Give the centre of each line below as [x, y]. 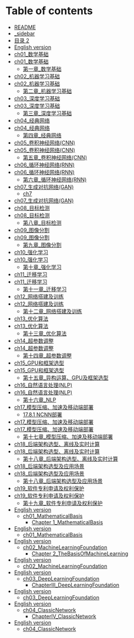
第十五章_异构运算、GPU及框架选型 [66, 377]
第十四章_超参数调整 [47, 355]
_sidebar [24, 33]
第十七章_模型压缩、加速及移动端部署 [68, 436]
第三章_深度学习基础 [47, 113]
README [25, 27]
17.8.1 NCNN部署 [42, 414]
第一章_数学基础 [42, 68]
